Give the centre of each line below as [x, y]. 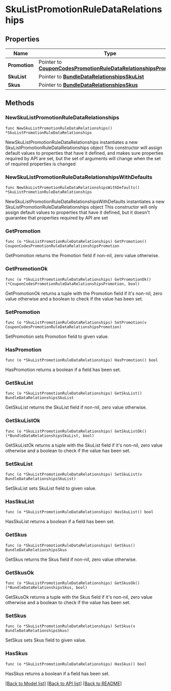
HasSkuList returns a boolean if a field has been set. [60, 522]
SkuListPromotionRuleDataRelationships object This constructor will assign [84, 147]
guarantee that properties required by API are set [57, 217]
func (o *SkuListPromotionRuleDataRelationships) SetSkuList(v [74, 475]
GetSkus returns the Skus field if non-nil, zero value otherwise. [71, 559]
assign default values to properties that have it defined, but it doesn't [78, 212]
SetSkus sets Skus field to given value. [46, 640]
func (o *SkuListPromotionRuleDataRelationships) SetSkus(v [70, 626]
